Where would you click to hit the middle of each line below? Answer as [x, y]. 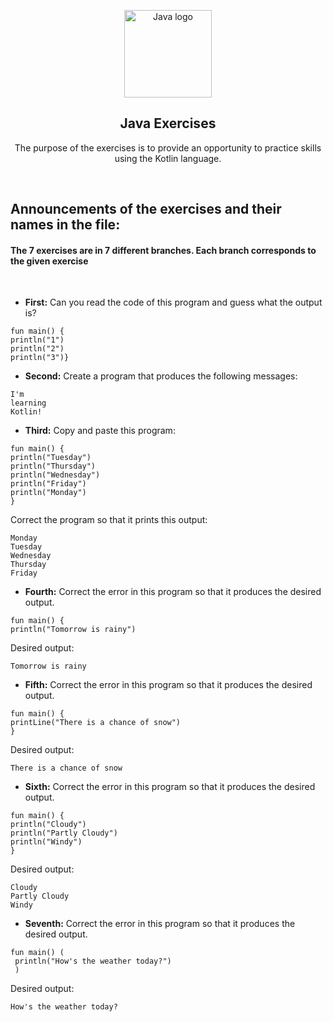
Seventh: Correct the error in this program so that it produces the [160, 924]
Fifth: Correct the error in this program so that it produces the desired [168, 685]
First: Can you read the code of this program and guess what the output [173, 302]
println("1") [37, 340]
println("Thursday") [53, 466]
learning [28, 403]
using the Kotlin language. [168, 158]
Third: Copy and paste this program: [100, 431]
